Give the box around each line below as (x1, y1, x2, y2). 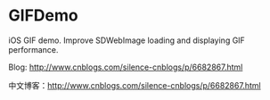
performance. (8, 44, 59, 54)
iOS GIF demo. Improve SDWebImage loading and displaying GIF (8, 35, 246, 46)
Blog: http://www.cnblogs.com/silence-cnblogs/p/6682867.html (8, 62, 243, 72)
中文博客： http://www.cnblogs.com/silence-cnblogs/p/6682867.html (8, 79, 261, 90)
